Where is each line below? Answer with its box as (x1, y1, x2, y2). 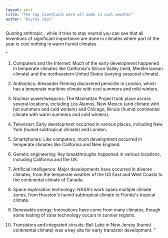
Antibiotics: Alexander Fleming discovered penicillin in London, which (12, 80, 156, 86)
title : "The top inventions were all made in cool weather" (5, 12, 134, 17)
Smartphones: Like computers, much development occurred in (12, 136, 142, 142)
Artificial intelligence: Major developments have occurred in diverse (12, 166, 152, 172)
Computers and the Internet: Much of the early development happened (12, 60, 159, 66)
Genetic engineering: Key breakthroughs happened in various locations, (12, 151, 161, 157)
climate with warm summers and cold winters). (12, 111, 109, 117)
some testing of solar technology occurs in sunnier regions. (12, 212, 136, 218)
